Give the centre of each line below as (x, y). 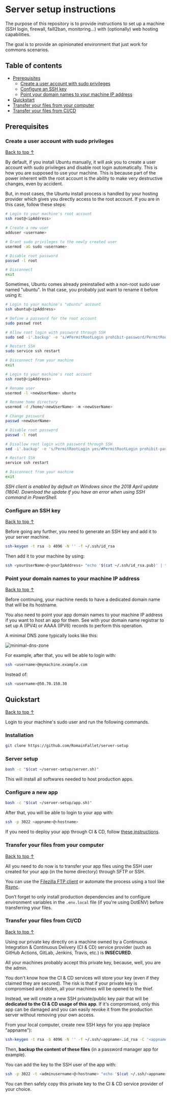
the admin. (17, 968)
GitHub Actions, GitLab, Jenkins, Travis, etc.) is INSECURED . (69, 953)
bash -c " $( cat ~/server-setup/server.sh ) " (52, 769)
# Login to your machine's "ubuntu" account (53, 305)
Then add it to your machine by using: (45, 556)
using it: (13, 295)
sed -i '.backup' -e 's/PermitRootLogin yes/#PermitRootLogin (72, 449)
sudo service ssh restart (33, 351)
